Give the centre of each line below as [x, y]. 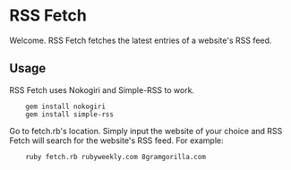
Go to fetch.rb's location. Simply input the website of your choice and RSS [146, 131]
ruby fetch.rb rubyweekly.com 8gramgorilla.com [116, 157]
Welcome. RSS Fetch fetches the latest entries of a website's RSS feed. [141, 40]
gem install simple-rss [70, 114]
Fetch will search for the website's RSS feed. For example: [116, 140]
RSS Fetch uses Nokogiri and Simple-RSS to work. [102, 89]
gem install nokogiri [65, 106]
